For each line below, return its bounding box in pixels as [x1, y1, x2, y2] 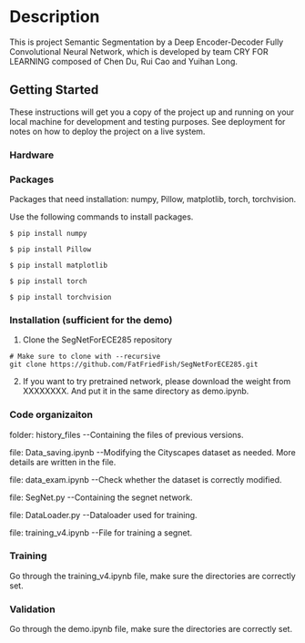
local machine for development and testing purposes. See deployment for [9, 116, 286, 127]
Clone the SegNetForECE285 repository [22, 334, 173, 345]
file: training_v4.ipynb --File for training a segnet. [9, 526, 193, 538]
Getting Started [9, 82, 99, 97]
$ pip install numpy [9, 229, 88, 238]
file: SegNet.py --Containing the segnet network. [9, 492, 193, 503]
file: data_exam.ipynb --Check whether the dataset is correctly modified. [9, 474, 282, 485]
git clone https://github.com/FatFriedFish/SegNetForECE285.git [9, 360, 259, 370]
